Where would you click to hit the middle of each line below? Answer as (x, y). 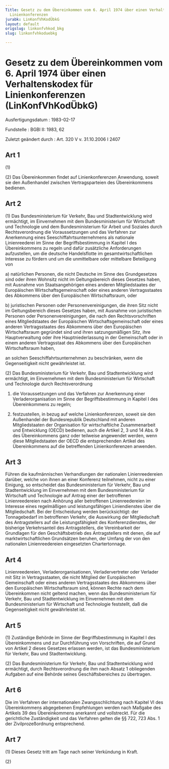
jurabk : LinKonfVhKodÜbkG (32, 19)
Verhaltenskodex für (49, 84)
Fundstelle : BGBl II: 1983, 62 (35, 129)
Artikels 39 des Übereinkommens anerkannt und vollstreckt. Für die (75, 713)
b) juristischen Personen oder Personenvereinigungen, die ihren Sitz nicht (82, 305)
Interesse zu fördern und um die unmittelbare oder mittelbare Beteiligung (81, 259)
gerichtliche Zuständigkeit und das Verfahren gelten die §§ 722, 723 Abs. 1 (82, 718)
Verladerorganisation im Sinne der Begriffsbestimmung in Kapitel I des (85, 399)
